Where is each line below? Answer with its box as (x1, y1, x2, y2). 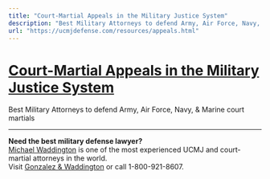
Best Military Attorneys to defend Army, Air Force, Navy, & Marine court (8, 105, 245, 115)
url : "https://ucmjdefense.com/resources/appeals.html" (8, 26, 199, 35)
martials (8, 113, 35, 123)
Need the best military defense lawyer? (8, 136, 143, 146)
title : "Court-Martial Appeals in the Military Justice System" (8, 11, 228, 20)
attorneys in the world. (32, 153, 108, 163)
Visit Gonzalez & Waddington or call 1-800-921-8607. (8, 162, 185, 172)
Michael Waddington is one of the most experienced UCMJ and (8, 145, 219, 155)
